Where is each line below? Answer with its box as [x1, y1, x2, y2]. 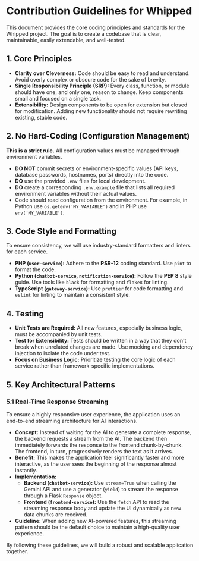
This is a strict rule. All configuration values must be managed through [6, 147, 180, 154]
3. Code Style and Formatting [6, 226, 117, 236]
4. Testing [6, 308, 45, 319]
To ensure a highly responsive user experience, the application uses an [6, 410, 181, 418]
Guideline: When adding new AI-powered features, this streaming [14, 517, 176, 524]
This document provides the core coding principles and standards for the [6, 24, 185, 31]
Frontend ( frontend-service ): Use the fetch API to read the [23, 498, 169, 505]
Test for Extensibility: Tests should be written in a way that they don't [14, 337, 187, 344]
